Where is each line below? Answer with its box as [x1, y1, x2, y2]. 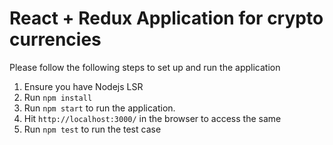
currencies [9, 28, 102, 51]
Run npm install [23, 91, 93, 103]
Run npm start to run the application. [23, 102, 176, 114]
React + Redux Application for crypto [9, 7, 324, 30]
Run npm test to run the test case [23, 123, 162, 135]
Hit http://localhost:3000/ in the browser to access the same [23, 112, 282, 124]
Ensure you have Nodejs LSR [23, 80, 144, 92]
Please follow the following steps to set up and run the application [9, 61, 281, 73]
